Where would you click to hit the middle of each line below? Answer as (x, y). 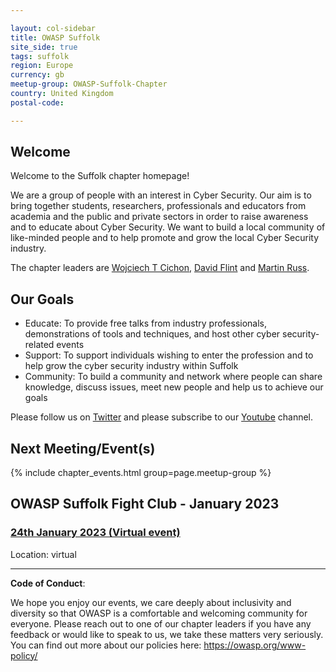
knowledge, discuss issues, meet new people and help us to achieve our (174, 387)
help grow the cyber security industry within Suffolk (131, 366)
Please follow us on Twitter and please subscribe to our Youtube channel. (162, 417)
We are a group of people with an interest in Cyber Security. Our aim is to (161, 195)
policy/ (24, 655)
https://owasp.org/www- (255, 645)
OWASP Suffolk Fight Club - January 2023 (145, 504)
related (39, 345)
